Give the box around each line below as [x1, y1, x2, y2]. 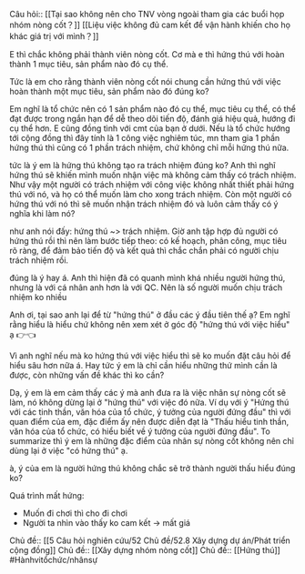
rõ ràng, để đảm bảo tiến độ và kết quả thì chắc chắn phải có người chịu [9, 246, 280, 256]
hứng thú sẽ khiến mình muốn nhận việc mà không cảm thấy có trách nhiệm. [9, 169, 297, 180]
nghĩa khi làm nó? [9, 208, 76, 218]
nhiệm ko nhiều [9, 292, 67, 302]
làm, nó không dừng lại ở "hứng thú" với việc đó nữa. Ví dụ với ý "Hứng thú [9, 397, 290, 408]
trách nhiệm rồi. [9, 255, 69, 266]
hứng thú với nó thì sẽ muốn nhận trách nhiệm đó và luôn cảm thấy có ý [9, 198, 279, 209]
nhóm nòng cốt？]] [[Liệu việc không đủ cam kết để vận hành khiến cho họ [9, 19, 291, 30]
